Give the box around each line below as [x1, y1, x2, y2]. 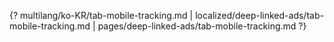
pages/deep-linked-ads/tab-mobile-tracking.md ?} [97, 20, 307, 32]
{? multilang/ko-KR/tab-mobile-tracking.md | [9, 10, 194, 21]
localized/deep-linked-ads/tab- [195, 10, 324, 21]
